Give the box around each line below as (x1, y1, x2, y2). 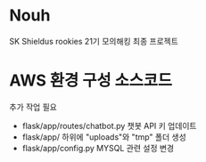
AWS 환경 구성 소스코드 (9, 70, 173, 91)
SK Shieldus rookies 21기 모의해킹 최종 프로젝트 (9, 36, 178, 46)
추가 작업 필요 (9, 101, 58, 112)
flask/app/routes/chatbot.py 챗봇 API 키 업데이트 (21, 120, 197, 131)
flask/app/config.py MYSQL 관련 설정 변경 (21, 142, 175, 153)
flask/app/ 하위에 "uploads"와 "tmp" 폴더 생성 (21, 131, 187, 142)
